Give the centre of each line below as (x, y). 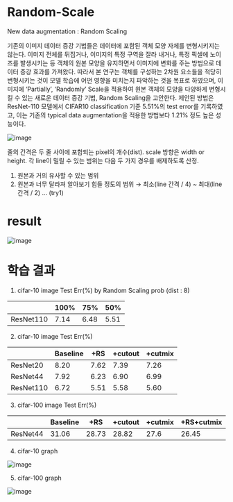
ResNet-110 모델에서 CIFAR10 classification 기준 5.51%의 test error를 (103, 106)
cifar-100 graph (40, 478)
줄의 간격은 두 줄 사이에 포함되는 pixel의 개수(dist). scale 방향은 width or (106, 152)
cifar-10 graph (37, 451)
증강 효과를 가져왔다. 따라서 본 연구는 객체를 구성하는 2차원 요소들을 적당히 (121, 72)
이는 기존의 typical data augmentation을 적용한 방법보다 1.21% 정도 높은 (115, 115)
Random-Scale (51, 12)
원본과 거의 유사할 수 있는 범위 (58, 175)
